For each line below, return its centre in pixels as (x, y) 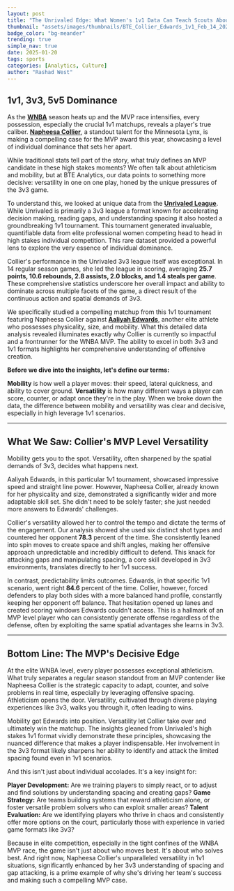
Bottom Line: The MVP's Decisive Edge (93, 653)
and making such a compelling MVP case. (67, 880)
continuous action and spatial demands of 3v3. (75, 299)
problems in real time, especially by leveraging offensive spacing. (101, 692)
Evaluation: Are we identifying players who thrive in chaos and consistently (116, 814)
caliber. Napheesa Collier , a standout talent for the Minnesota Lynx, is (108, 132)
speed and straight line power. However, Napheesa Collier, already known (113, 487)
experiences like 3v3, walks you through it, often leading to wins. (100, 707)
